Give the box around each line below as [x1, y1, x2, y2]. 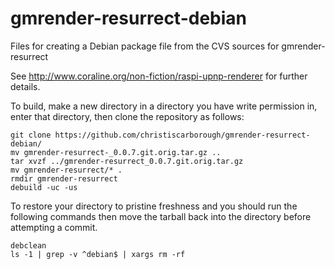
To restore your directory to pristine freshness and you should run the [10, 200, 298, 212]
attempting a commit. [10, 221, 98, 233]
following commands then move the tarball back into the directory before [10, 210, 312, 222]
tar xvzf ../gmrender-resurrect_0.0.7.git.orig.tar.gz [10, 156, 244, 166]
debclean [10, 240, 47, 251]
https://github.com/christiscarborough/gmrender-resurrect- [54, 130, 311, 140]
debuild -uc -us [10, 182, 78, 192]
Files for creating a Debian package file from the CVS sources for [10, 40, 280, 52]
